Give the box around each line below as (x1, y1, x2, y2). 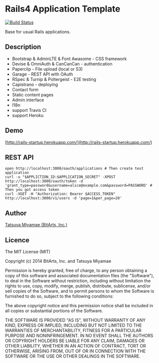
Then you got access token (5, 188, 59, 192)
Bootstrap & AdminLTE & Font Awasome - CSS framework (12, 56, 127, 62)
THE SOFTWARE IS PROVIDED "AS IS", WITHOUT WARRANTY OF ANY (5, 317, 146, 323)
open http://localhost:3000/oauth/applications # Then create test (5, 166, 144, 171)
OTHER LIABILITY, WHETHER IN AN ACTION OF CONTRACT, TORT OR (5, 343, 146, 348)
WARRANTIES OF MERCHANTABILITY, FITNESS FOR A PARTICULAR (5, 328, 142, 333)
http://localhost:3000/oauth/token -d (5, 179, 83, 184)
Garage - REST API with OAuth (12, 71, 73, 77)
